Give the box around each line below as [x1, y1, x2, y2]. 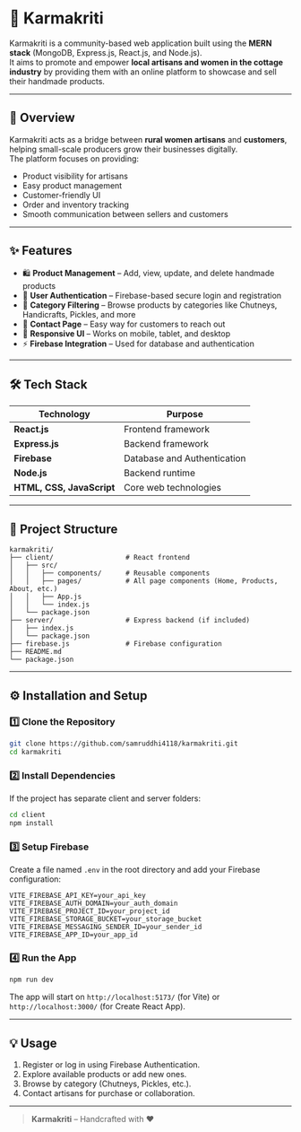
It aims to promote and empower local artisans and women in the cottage [9, 57, 284, 67]
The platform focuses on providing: [9, 152, 140, 164]
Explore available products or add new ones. [21, 1068, 187, 1079]
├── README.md [9, 648, 63, 657]
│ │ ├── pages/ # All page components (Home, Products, [9, 577, 279, 586]
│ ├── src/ [9, 561, 58, 570]
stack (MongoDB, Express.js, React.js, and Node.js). [9, 47, 203, 57]
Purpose [166, 408, 204, 421]
